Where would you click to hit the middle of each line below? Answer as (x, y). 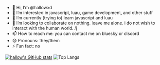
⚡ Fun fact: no (26, 46)
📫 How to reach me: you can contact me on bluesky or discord (76, 33)
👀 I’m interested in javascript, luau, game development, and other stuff (82, 13)
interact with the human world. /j (44, 28)
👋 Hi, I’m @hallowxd (32, 8)
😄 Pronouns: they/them (36, 41)
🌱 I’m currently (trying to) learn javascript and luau (62, 18)
